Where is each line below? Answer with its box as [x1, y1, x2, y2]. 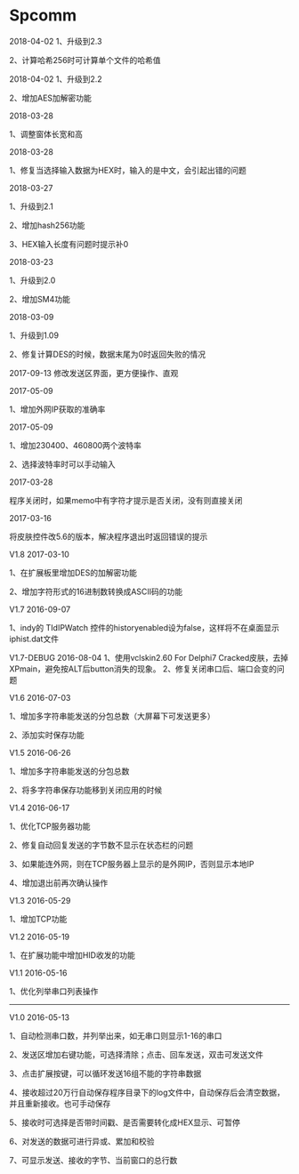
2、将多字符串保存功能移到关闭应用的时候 [9, 784, 163, 795]
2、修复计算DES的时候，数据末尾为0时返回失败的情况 [9, 349, 206, 359]
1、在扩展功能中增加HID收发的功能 [9, 949, 135, 961]
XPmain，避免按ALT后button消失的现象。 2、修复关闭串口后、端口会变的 [9, 663, 278, 674]
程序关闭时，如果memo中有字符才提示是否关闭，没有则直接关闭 [9, 495, 243, 505]
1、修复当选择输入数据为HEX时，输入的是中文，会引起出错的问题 [9, 165, 247, 175]
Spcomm [9, 5, 77, 26]
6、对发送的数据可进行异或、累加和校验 [9, 1136, 155, 1146]
